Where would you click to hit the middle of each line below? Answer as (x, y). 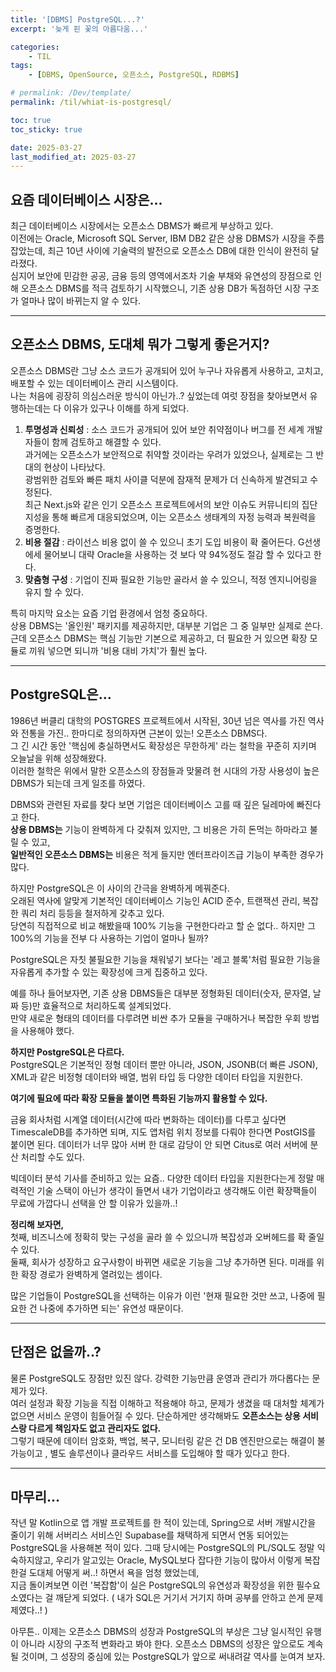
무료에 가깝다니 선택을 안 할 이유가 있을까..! (94, 1203)
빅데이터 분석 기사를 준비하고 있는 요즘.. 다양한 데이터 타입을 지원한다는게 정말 (162, 1178)
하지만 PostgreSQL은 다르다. (67, 1052)
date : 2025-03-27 (46, 147)
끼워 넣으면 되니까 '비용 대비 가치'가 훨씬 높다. (118, 650)
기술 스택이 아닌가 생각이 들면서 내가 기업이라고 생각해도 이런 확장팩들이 (177, 1190)
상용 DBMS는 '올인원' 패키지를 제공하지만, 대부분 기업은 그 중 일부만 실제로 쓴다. (166, 625)
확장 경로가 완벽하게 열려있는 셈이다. (91, 1274)
